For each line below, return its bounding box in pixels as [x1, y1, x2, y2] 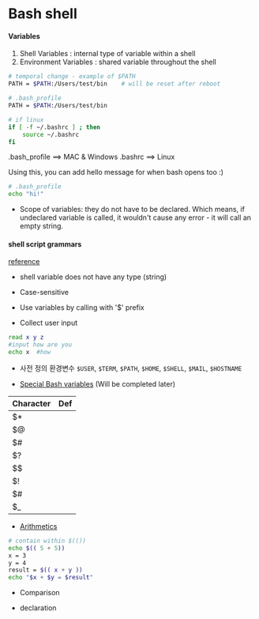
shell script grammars [8, 239, 82, 249]
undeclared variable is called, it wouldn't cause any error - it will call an [19, 213, 251, 222]
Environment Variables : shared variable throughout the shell [19, 57, 217, 67]
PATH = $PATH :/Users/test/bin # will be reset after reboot [8, 80, 221, 88]
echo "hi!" [8, 191, 44, 198]
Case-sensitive [19, 288, 69, 297]
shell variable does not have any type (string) [19, 272, 167, 281]
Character [12, 398, 51, 409]
